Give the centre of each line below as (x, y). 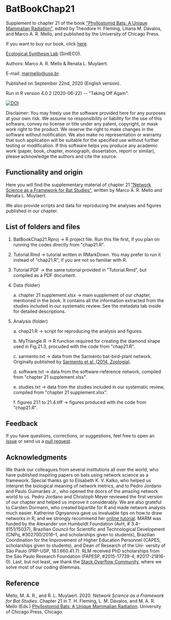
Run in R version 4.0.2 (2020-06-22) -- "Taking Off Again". (67, 93)
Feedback (22, 423)
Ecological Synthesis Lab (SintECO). (44, 54)
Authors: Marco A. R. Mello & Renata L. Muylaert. (57, 63)
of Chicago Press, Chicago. (35, 612)
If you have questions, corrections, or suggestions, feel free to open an (80, 436)
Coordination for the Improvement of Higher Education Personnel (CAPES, (83, 540)
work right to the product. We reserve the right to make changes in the (80, 129)
